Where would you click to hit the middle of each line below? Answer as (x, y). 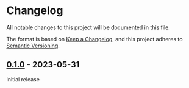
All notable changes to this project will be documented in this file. (88, 27)
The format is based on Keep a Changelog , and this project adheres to (94, 39)
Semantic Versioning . (33, 46)
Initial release (23, 79)
